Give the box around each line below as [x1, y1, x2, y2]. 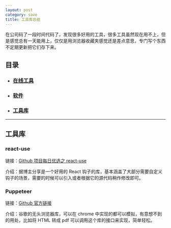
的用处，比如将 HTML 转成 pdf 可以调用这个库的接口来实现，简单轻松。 [5, 217, 155, 223]
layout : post [5, 7, 33, 13]
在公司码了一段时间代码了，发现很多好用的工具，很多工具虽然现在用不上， [5, 32, 161, 38]
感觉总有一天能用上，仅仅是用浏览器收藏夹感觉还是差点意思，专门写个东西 [9, 38, 166, 44]
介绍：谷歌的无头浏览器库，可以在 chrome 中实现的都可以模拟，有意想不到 [5, 211, 162, 217]
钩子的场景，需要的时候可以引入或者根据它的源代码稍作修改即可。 [5, 175, 144, 181]
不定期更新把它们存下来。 [5, 44, 59, 50]
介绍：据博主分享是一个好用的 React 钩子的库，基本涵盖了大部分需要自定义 [5, 168, 163, 175]
